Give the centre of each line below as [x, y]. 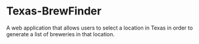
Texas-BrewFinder [54, 11]
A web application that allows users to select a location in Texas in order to [99, 28]
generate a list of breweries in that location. [61, 34]
